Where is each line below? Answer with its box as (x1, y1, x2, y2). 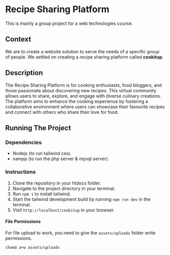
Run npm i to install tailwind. (12, 191, 71, 197)
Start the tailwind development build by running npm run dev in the (12, 196, 151, 202)
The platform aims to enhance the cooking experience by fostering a (5, 98, 148, 104)
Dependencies (5, 138, 42, 145)
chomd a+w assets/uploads (5, 245, 60, 250)
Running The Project (5, 123, 71, 132)
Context (5, 35, 31, 44)
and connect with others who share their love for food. (5, 109, 119, 115)
